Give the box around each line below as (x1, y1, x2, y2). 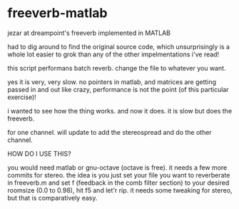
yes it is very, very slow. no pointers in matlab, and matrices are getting (7, 77, 216, 86)
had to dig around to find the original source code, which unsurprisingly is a (7, 42, 230, 51)
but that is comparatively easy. (7, 193, 98, 202)
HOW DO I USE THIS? (7, 149, 71, 158)
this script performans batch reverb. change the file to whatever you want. (7, 63, 226, 72)
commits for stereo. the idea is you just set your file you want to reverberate (7, 170, 230, 179)
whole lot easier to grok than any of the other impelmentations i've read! (7, 50, 220, 58)
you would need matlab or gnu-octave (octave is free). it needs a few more (7, 163, 228, 172)
